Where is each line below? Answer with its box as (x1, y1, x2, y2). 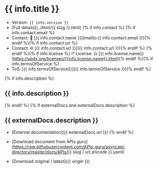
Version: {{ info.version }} (11, 19, 69, 25)
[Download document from (11, 138, 66, 144)
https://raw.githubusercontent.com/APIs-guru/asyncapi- (13, 144, 126, 150)
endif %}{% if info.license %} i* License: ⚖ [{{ (11, 50, 104, 56)
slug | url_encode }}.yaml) (73, 149, 125, 154)
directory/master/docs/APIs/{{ (11, 149, 72, 154)
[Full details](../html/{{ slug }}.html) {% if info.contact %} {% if (11, 24, 136, 30)
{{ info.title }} (4, 3, 60, 15)
